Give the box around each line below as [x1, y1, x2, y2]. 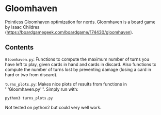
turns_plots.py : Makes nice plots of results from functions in [5, 81, 127, 87]
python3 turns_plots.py [5, 96, 53, 100]
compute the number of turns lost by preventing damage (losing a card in [5, 66, 152, 72]
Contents [5, 43, 34, 51]
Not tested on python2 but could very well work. [5, 104, 102, 110]
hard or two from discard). [5, 71, 58, 78]
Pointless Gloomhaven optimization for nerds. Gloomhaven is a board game [5, 19, 156, 25]
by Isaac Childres [5, 24, 40, 30]
